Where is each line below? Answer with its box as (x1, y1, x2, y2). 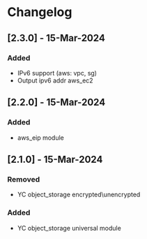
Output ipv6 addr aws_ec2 (17, 76, 93, 85)
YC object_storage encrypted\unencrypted (17, 190, 141, 199)
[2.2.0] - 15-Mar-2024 (7, 96, 106, 108)
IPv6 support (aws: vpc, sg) (17, 68, 98, 77)
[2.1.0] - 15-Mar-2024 (7, 153, 103, 165)
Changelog (7, 4, 72, 20)
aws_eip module (17, 133, 65, 142)
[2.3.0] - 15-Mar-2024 (7, 32, 106, 44)
